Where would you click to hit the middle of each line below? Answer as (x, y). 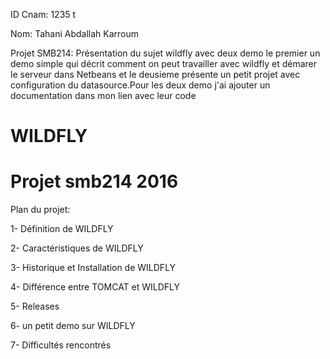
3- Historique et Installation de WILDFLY (93, 268)
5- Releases (35, 306)
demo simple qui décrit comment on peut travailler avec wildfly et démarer (163, 63)
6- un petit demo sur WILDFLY (73, 326)
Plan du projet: (40, 210)
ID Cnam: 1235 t (43, 14)
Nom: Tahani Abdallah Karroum (75, 33)
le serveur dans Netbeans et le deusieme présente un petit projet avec (155, 74)
